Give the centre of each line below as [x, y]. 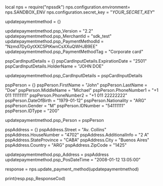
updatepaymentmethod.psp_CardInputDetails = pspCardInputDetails [74, 76]
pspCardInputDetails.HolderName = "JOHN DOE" [54, 66]
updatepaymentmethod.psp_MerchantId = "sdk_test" [59, 36]
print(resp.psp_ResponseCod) [35, 178]
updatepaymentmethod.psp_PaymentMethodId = [54, 41]
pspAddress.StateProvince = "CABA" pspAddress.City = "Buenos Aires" [77, 140]
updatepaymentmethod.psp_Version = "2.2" [49, 31]
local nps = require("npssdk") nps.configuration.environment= [68, 7]
